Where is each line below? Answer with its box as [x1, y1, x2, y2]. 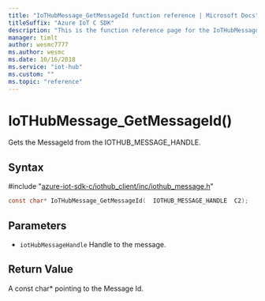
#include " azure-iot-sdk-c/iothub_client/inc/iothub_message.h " [8, 182, 215, 191]
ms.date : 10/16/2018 [8, 56, 77, 64]
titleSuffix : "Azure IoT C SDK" [8, 19, 114, 27]
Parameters [8, 219, 67, 232]
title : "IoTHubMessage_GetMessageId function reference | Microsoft [8, 11, 238, 20]
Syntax [8, 160, 44, 174]
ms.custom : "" [8, 70, 55, 78]
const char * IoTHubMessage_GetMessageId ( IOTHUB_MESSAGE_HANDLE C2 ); [8, 197, 248, 205]
